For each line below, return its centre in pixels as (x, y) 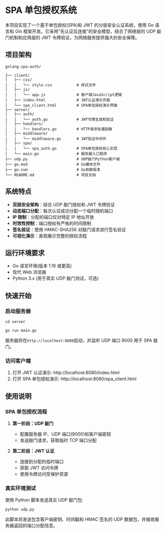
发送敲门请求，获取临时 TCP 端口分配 (58, 441)
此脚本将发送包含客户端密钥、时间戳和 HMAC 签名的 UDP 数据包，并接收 (80, 520)
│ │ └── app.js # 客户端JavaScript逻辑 (64, 95)
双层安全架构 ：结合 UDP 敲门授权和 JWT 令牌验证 (64, 204)
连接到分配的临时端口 (42, 462)
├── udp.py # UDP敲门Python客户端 (63, 159)
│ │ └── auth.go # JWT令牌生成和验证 (60, 119)
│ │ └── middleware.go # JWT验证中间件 (56, 139)
